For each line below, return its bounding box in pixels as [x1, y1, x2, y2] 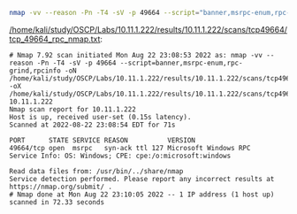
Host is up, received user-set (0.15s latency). [9, 112, 192, 121]
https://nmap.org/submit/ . [9, 182, 113, 191]
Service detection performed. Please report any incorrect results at [9, 174, 275, 183]
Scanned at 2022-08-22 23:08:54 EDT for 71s [9, 120, 176, 129]
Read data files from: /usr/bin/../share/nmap [9, 166, 184, 176]
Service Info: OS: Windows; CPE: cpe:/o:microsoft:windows [9, 151, 232, 160]
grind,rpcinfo [9, 66, 62, 75]
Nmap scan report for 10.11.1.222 [9, 104, 137, 114]
